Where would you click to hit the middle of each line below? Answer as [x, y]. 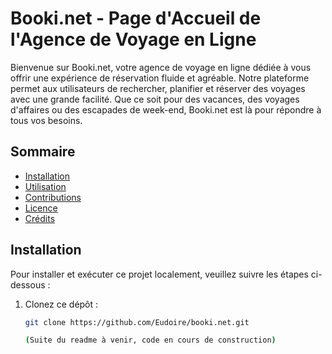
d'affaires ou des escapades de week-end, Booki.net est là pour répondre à [166, 109]
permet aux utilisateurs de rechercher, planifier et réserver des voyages [158, 88]
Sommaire [43, 152]
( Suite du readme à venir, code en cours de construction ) [150, 340]
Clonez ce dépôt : [61, 304]
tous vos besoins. [46, 120]
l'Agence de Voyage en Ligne [133, 39]
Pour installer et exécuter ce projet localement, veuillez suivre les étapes [159, 274]
